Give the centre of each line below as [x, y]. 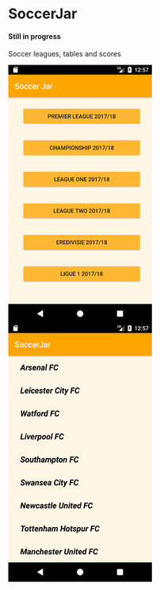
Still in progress [34, 36]
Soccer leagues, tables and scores [65, 54]
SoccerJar [43, 14]
